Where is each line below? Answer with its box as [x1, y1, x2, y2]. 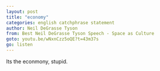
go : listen [6, 42, 33, 48]
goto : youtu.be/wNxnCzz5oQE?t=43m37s [6, 36, 99, 42]
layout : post [6, 8, 38, 15]
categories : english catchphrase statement [6, 20, 115, 25]
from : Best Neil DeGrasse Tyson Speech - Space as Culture [6, 31, 155, 37]
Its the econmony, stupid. [6, 57, 68, 65]
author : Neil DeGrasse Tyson [6, 25, 78, 31]
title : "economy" [6, 14, 49, 20]
